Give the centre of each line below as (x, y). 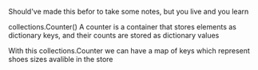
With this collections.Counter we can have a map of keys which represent (129, 51)
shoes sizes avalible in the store (61, 59)
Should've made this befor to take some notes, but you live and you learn (129, 12)
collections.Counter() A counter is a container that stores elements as (123, 27)
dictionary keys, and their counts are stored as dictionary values (114, 35)
